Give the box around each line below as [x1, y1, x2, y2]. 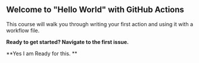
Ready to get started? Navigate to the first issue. [6, 38, 129, 45]
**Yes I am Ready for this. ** [6, 50, 77, 57]
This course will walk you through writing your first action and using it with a [6, 20, 194, 27]
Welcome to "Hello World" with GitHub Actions [6, 5, 185, 15]
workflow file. [6, 27, 40, 34]
